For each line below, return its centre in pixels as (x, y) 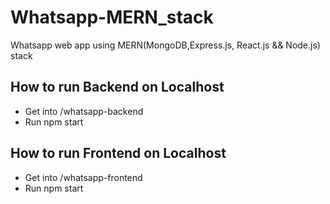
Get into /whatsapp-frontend (83, 177)
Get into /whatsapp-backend (84, 111)
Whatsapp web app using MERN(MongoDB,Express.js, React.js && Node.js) (165, 45)
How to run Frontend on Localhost (118, 153)
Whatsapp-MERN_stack (112, 17)
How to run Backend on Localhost (117, 87)
